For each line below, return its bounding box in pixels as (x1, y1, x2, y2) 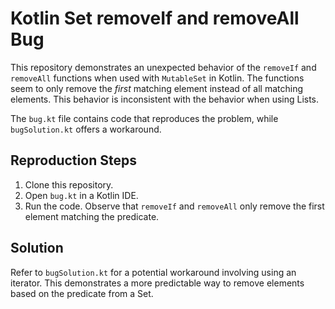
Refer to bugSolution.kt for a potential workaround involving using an (10, 266, 297, 278)
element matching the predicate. (24, 210, 160, 222)
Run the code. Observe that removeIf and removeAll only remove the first (24, 200, 325, 212)
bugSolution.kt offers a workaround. (10, 123, 162, 135)
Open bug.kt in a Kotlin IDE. (24, 189, 139, 201)
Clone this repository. (24, 178, 114, 191)
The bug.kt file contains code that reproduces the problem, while (10, 112, 279, 124)
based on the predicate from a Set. (10, 287, 154, 299)
